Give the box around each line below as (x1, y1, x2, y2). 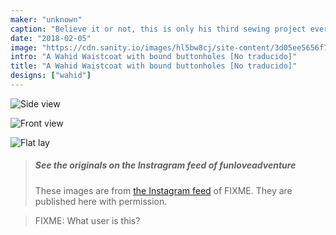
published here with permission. (34, 195, 168, 207)
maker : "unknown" (10, 14, 83, 25)
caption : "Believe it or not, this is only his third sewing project (10, 24, 307, 34)
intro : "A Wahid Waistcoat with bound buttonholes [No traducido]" (10, 52, 298, 62)
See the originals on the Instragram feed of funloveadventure (34, 159, 297, 171)
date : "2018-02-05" (10, 33, 92, 43)
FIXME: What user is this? (34, 214, 141, 226)
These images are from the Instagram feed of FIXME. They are (34, 184, 293, 196)
